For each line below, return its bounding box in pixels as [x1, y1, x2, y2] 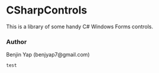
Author [6, 38, 27, 46]
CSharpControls [6, 4, 87, 17]
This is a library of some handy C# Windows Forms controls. [6, 23, 154, 30]
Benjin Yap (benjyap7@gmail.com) [6, 51, 90, 58]
